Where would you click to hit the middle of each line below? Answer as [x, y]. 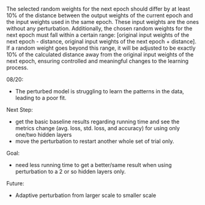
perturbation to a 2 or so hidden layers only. [70, 172]
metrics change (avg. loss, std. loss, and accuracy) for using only [98, 128]
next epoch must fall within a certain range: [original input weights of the [98, 35]
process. [17, 68]
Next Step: [20, 110]
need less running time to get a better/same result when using [94, 165]
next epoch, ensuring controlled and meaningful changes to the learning [97, 61]
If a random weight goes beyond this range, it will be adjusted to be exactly [101, 48]
